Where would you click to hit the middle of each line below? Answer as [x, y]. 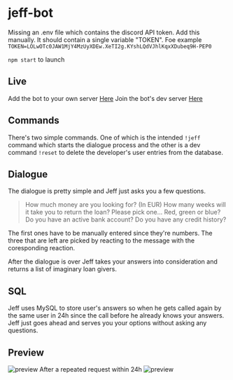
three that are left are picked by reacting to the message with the [101, 240]
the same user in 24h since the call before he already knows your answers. [116, 315]
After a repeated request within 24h [91, 369]
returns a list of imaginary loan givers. [63, 269]
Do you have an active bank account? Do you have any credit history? [126, 219]
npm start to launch [36, 59]
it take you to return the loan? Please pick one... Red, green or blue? [123, 212]
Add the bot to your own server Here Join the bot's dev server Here [106, 98]
